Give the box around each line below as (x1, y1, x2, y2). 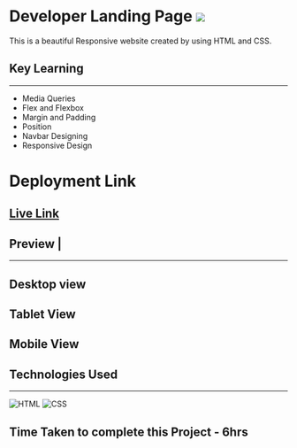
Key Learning (9, 61, 84, 76)
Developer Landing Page (9, 6, 193, 27)
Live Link (9, 206, 60, 221)
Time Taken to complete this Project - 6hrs (9, 424, 249, 439)
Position (21, 121, 52, 132)
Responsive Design (21, 140, 93, 151)
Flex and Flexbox (21, 102, 84, 112)
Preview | (9, 236, 62, 251)
